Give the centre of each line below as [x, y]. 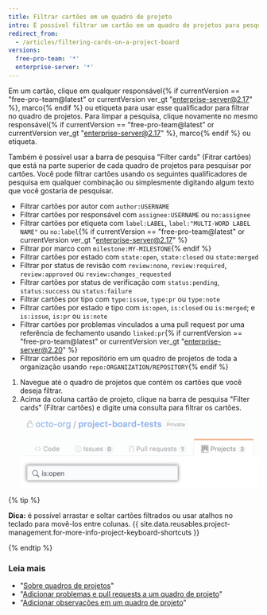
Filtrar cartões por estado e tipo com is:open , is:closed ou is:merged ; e [137, 307]
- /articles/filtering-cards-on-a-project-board [97, 42]
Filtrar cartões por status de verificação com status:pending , [120, 282]
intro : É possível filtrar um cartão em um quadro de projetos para [124, 25]
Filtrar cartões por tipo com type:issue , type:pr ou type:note [120, 299]
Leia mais [27, 568]
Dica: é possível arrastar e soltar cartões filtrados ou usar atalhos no [120, 515]
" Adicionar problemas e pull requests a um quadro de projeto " [121, 594]
